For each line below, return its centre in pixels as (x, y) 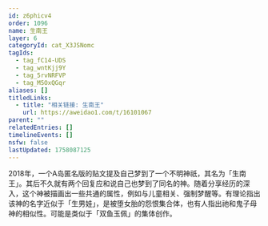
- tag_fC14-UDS (41, 61)
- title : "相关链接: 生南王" (60, 105)
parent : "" (26, 120)
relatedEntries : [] (41, 127)
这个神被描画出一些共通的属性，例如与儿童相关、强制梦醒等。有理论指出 (141, 194)
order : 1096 (28, 23)
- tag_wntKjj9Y (41, 68)
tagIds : (21, 53)
